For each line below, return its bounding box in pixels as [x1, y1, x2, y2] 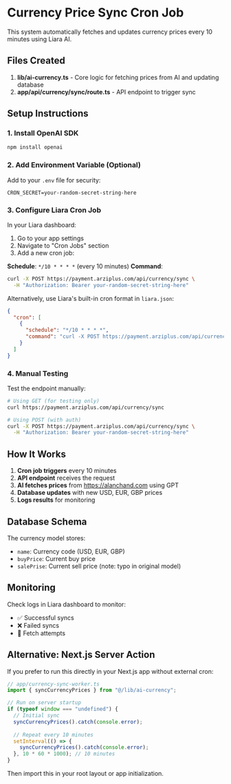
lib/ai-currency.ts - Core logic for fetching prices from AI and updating [16, 73, 219, 81]
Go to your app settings [16, 234, 85, 242]
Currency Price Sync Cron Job [7, 5, 184, 21]
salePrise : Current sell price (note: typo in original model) [16, 562, 181, 570]
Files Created [7, 55, 65, 67]
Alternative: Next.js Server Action [7, 649, 155, 661]
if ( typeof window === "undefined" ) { [7, 706, 118, 713]
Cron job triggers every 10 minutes [16, 467, 117, 475]
